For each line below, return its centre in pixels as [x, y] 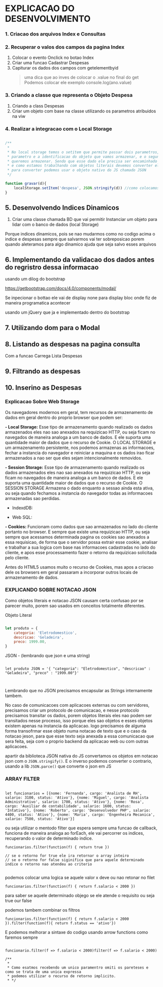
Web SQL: [22, 517]
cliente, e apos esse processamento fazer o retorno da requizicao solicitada [81, 552]
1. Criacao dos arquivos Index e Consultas [55, 34]
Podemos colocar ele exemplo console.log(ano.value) [78, 83]
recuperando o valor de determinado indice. [49, 838]
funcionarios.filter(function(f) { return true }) [57, 847]
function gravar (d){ [26, 183]
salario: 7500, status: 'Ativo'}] [40, 819]
